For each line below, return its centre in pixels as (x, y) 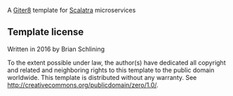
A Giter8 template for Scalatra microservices (72, 10)
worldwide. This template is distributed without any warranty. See (102, 77)
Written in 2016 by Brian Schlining (56, 49)
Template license (46, 32)
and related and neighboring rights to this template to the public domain (111, 70)
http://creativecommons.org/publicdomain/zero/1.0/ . (83, 85)
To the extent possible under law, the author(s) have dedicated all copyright (116, 62)
